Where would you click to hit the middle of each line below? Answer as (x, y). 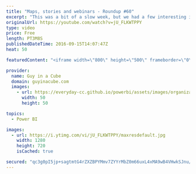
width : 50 (33, 98)
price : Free (20, 33)
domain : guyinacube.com (40, 81)
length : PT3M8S (24, 39)
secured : (17, 162)
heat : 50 (17, 50)
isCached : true (35, 152)
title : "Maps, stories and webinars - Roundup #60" (70, 11)
